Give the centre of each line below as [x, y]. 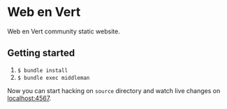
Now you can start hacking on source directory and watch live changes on [114, 90]
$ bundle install [43, 70]
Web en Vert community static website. [64, 31]
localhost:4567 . [29, 98]
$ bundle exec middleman [53, 78]
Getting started [41, 53]
